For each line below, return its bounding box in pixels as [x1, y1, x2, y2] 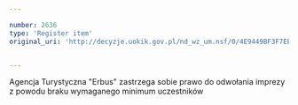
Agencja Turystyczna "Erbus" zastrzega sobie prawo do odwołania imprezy [9, 77, 286, 87]
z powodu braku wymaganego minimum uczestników [9, 86, 204, 97]
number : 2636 [9, 20, 58, 29]
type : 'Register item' [9, 28, 93, 38]
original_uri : [9, 37, 62, 46]
